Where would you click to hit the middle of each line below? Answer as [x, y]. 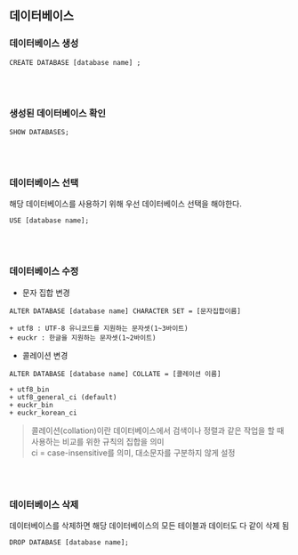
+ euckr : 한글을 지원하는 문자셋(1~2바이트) [83, 338]
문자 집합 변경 [46, 293]
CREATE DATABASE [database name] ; [75, 62]
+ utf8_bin [29, 390]
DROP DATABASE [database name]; [69, 542]
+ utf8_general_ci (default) [63, 397]
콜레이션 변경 [45, 355]
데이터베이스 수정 [44, 271]
